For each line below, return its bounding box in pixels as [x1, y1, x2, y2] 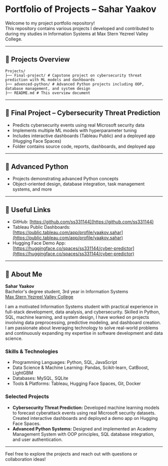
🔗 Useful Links [5, 205, 51, 214]
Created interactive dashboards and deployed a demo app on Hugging [12, 415, 158, 421]
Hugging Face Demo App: [12, 240, 66, 246]
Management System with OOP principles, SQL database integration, [12, 431, 155, 437]
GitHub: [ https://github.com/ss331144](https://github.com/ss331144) [12, 219, 154, 225]
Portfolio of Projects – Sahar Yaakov [5, 4, 156, 15]
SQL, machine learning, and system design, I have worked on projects [5, 314, 149, 320]
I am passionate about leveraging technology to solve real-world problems [5, 325, 158, 331]
